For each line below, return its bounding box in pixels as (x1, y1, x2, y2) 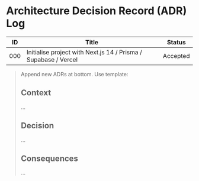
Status (166, 38, 186, 46)
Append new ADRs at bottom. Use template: (20, 70, 129, 77)
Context (20, 88, 52, 98)
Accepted (162, 51, 190, 60)
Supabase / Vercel (26, 55, 78, 63)
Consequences (20, 153, 79, 163)
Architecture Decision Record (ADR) (6, 4, 187, 18)
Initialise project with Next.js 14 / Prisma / (26, 48, 142, 56)
